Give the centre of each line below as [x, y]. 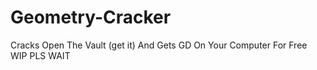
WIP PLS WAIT [40, 55]
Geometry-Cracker [91, 17]
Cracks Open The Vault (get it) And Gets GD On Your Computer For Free [159, 45]
